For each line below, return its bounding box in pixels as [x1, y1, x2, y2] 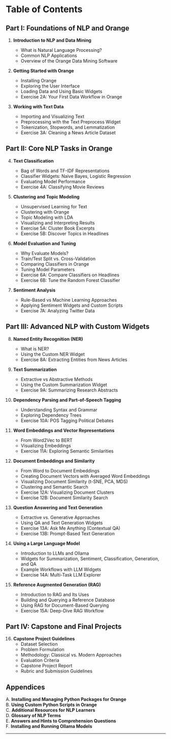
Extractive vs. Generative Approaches [20, 514, 100, 520]
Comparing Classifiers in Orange [20, 261, 89, 267]
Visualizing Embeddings [20, 442, 72, 448]
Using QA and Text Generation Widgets [20, 520, 103, 526]
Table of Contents [6, 4, 83, 15]
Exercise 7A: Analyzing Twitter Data [20, 307, 95, 313]
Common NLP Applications [20, 52, 78, 58]
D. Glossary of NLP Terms [6, 713, 61, 719]
